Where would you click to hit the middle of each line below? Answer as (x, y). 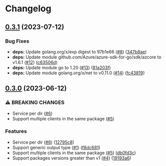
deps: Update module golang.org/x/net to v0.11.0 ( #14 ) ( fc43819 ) (79, 73)
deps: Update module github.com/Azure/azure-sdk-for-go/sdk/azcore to (87, 57)
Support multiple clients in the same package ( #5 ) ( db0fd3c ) (74, 153)
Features (16, 131)
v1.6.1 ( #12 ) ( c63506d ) (35, 62)
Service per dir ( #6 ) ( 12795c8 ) (43, 142)
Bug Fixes (17, 41)
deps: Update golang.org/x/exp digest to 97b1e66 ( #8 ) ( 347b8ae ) (80, 52)
